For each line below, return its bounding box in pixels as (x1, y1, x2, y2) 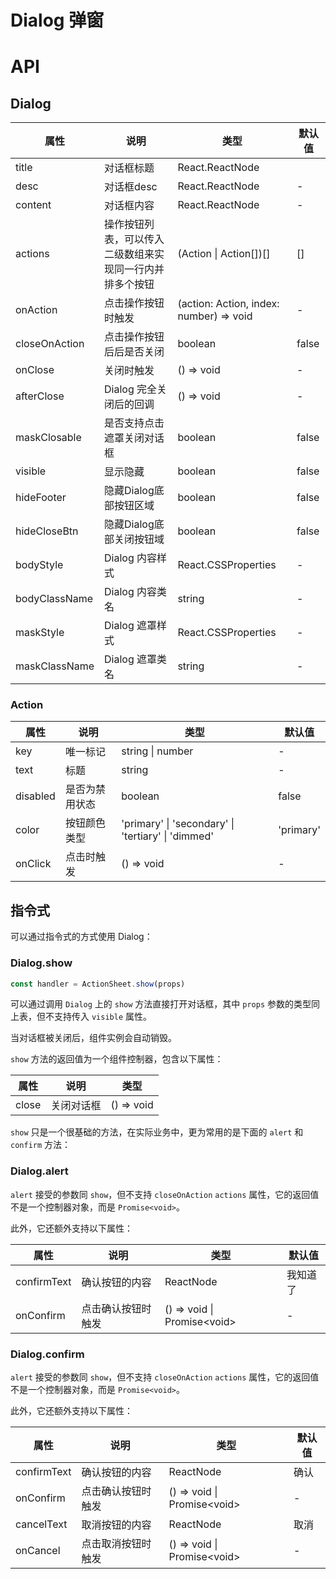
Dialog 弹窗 (10, 9, 105, 32)
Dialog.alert (10, 1164, 69, 1178)
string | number (121, 744, 194, 758)
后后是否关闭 (104, 345, 165, 359)
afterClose (15, 389, 65, 403)
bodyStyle (15, 558, 64, 572)
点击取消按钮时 (81, 1537, 152, 1551)
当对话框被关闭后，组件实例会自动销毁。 (10, 1032, 177, 1044)
